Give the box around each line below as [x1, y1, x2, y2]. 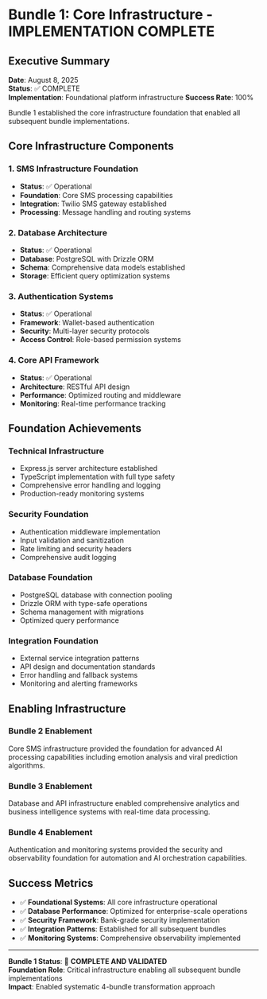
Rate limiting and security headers [19, 543, 133, 554]
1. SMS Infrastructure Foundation [8, 163, 139, 174]
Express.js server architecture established [19, 464, 158, 473]
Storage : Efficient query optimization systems [19, 270, 171, 280]
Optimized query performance [19, 615, 119, 625]
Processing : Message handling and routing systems [19, 207, 192, 216]
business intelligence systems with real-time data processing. [8, 807, 211, 817]
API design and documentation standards [19, 662, 156, 671]
